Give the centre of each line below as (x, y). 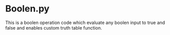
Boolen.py (27, 9)
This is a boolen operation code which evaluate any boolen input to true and (85, 22)
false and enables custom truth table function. (54, 27)
